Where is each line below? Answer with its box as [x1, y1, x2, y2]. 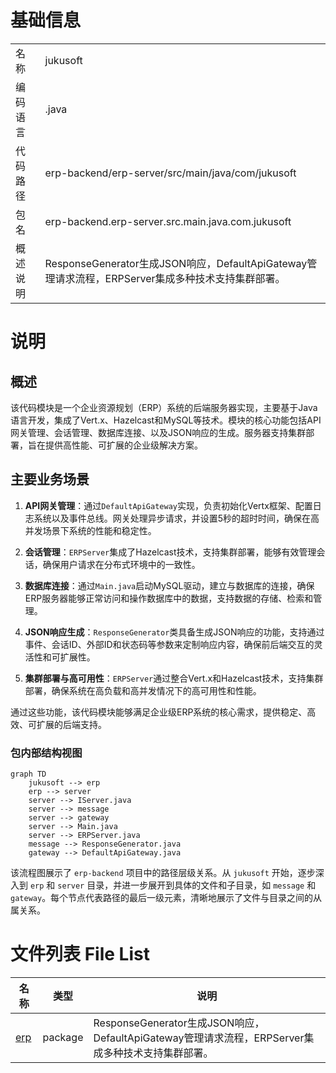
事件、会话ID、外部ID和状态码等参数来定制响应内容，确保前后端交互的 [24, 638, 315, 650]
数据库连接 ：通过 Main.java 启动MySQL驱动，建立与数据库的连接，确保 [24, 579, 315, 591]
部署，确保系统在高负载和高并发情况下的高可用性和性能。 [24, 684, 262, 696]
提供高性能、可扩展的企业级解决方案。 [44, 439, 203, 451]
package [42, 1030, 84, 1044]
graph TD [10, 769, 47, 780]
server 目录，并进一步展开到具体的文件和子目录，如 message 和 [57, 879, 317, 891]
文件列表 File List [10, 943, 150, 966]
